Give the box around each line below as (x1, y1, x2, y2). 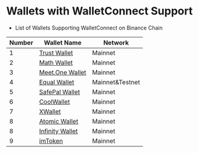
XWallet (39, 107, 62, 116)
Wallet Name (44, 38, 82, 46)
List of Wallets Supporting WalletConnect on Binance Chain (15, 24, 163, 31)
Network (103, 38, 129, 46)
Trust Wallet (39, 48, 74, 57)
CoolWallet (39, 98, 70, 106)
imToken (39, 137, 64, 145)
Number (9, 38, 33, 46)
